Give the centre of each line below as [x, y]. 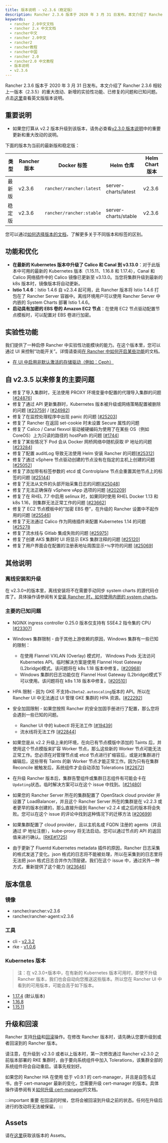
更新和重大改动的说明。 [36, 135]
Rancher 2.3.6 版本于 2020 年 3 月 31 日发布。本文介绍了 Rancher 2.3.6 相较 [83, 85]
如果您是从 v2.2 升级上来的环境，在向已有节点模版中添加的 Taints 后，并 [87, 742]
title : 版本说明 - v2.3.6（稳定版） [40, 10]
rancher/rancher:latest [73, 188]
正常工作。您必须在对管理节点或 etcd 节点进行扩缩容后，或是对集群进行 [86, 755]
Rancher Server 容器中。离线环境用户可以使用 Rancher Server [91, 296]
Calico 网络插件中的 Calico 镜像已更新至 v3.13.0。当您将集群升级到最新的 [87, 277]
